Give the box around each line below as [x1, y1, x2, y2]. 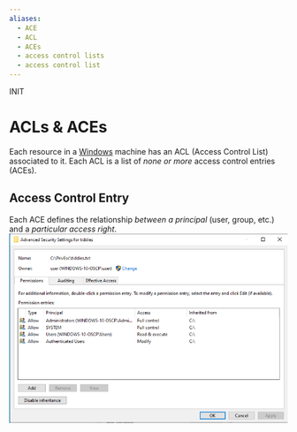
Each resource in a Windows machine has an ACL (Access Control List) [9, 146, 269, 156]
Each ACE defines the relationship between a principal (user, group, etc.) [9, 214, 275, 224]
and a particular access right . [9, 224, 118, 234]
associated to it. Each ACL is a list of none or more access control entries [9, 155, 276, 166]
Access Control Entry [9, 191, 130, 206]
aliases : [9, 14, 42, 23]
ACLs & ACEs [9, 117, 108, 137]
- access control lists [17, 51, 104, 61]
